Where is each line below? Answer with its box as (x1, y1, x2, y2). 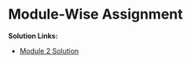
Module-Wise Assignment (8, 5, 183, 23)
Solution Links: (8, 31, 58, 40)
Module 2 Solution (19, 46, 79, 55)
